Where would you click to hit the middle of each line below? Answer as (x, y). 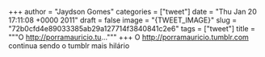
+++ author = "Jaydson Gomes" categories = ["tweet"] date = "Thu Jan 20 (132, 12)
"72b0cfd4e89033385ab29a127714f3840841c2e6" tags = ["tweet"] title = (132, 28)
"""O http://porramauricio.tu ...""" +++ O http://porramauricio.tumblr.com (128, 37)
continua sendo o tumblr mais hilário (69, 46)
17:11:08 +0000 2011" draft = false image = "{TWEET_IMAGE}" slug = (122, 20)
